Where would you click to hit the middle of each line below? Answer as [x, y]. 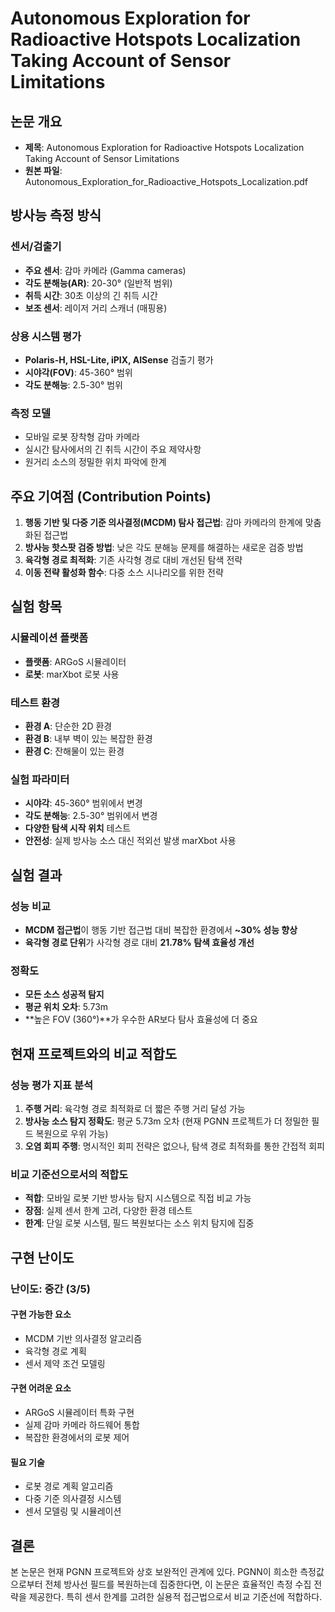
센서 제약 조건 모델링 [65, 1363]
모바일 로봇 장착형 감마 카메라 [82, 437]
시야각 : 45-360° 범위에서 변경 [83, 803]
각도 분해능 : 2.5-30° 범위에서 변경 [91, 816]
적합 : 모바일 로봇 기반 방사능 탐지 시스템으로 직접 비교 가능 [138, 1198]
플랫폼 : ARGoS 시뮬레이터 [75, 661]
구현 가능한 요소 [41, 1314]
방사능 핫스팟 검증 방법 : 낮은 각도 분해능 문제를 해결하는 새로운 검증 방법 [164, 548]
